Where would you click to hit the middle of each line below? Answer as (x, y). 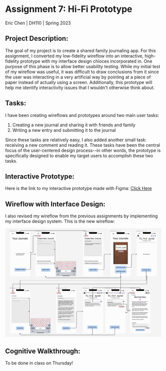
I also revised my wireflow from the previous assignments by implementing (82, 216)
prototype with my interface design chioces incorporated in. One (86, 61)
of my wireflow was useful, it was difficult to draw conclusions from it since (82, 72)
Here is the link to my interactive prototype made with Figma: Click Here (79, 188)
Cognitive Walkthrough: (43, 351)
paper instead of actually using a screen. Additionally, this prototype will (79, 82)
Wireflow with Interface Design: (55, 204)
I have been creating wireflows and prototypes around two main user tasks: (82, 115)
